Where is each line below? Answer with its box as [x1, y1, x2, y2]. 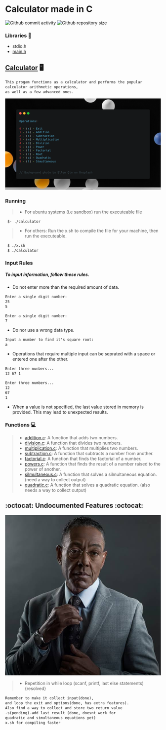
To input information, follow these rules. [5, 271, 90, 277]
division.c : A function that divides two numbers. [24, 440, 122, 446]
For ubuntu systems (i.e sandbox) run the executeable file [24, 209, 142, 215]
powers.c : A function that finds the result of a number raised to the [24, 461, 161, 467]
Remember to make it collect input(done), [5, 696, 94, 701]
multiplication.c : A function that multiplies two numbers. [24, 445, 138, 451]
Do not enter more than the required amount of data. [12, 284, 120, 290]
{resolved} [24, 686, 46, 692]
